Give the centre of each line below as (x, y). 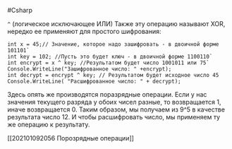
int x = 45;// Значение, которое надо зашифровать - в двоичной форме (113, 44)
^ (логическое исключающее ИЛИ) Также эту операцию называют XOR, (116, 24)
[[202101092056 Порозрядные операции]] (71, 138)
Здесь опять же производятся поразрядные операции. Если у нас (107, 94)
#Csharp (20, 10)
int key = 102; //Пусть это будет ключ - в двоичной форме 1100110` (110, 56)
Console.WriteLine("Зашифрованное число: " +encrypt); (90, 69)
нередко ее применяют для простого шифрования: (84, 31)
